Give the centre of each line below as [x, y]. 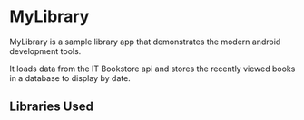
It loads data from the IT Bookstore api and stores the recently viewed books [152, 69]
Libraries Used [51, 107]
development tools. [45, 51]
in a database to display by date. [70, 78]
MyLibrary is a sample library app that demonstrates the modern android [145, 42]
